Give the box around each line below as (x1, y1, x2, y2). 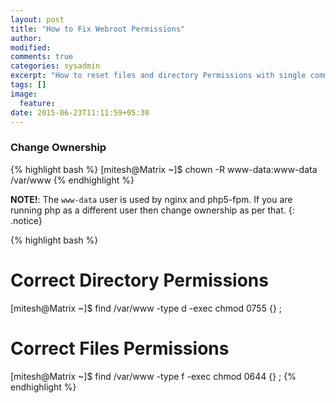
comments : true (10, 52, 74, 62)
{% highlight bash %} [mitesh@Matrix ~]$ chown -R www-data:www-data (10, 163, 318, 175)
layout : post (10, 14, 65, 25)
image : (10, 89, 38, 99)
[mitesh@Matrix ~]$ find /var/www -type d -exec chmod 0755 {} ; (10, 302, 283, 314)
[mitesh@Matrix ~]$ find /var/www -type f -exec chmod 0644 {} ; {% (10, 370, 297, 382)
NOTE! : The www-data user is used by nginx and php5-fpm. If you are (10, 193, 293, 205)
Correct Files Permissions (10, 337, 230, 360)
